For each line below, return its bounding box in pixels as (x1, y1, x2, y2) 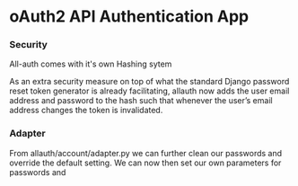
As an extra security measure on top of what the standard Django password (9, 76, 290, 87)
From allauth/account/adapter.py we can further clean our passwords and (9, 147, 283, 158)
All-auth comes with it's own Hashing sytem (9, 58, 172, 69)
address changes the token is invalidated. (9, 105, 163, 116)
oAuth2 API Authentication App (9, 6, 250, 27)
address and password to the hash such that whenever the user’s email (9, 95, 273, 106)
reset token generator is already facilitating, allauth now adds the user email (9, 85, 290, 96)
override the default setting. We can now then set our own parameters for (9, 157, 282, 168)
